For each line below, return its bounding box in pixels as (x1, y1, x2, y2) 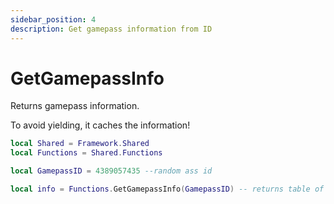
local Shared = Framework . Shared (10, 139, 150, 149)
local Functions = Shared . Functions (10, 148, 163, 158)
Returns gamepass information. (10, 100, 140, 112)
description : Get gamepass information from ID (10, 24, 213, 34)
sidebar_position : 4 (10, 14, 97, 25)
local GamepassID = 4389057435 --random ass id (10, 166, 213, 176)
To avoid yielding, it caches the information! (10, 119, 191, 131)
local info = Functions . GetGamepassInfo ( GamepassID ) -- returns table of (10, 184, 325, 195)
